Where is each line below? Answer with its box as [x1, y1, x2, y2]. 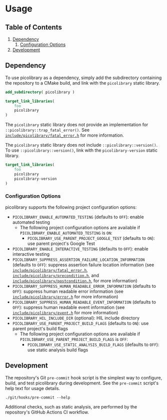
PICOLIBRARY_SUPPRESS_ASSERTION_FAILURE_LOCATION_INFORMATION [12, 257, 145, 262]
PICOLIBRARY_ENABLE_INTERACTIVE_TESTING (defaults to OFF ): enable [12, 246, 148, 252]
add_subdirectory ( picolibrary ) [5, 90, 75, 95]
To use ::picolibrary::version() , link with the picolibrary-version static [5, 147, 157, 153]
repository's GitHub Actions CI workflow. [5, 409, 89, 415]
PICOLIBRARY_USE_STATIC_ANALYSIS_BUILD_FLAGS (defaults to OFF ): [27, 341, 159, 347]
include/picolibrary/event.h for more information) [12, 309, 118, 315]
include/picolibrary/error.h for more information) [12, 293, 118, 299]
